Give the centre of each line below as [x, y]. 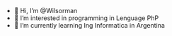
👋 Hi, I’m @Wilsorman [46, 11]
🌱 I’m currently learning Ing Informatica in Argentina [89, 25]
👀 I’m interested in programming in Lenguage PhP [86, 18]
